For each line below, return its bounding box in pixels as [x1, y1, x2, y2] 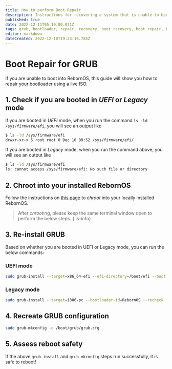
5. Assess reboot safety [5, 340, 83, 348]
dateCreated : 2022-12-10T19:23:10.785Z [5, 36, 91, 42]
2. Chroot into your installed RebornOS [5, 181, 131, 190]
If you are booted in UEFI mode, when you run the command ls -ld [5, 117, 147, 123]
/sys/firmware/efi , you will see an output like [5, 123, 102, 129]
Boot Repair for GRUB [5, 59, 98, 70]
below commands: [5, 249, 45, 256]
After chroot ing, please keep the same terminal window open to [17, 210, 152, 216]
